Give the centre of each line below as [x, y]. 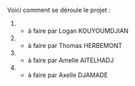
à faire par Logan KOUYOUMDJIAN [78, 31]
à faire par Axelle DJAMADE [67, 75]
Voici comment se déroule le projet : [59, 10]
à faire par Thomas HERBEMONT [75, 45]
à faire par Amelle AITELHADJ [71, 60]
